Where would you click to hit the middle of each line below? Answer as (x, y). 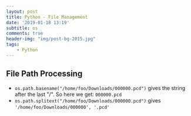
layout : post (22, 11)
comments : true (25, 34)
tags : (13, 45)
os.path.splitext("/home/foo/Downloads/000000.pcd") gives (88, 100)
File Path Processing (44, 74)
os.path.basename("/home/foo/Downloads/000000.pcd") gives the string (100, 88)
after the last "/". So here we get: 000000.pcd (68, 94)
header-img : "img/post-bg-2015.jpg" (51, 39)
